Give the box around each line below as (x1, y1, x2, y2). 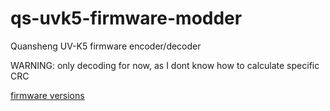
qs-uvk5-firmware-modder (10, 7, 243, 30)
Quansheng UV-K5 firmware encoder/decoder (10, 40, 202, 52)
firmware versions (10, 89, 85, 101)
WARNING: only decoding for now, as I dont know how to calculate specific (10, 59, 320, 71)
